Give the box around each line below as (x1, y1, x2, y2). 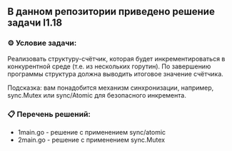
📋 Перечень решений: (7, 109, 91, 119)
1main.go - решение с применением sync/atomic (17, 127, 166, 136)
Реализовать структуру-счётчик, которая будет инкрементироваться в (7, 54, 226, 63)
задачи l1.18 (7, 17, 63, 29)
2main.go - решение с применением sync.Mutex (17, 135, 166, 144)
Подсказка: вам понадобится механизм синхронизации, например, (7, 83, 214, 92)
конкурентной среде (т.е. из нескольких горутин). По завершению (7, 62, 211, 71)
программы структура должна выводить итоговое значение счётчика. (7, 69, 223, 78)
